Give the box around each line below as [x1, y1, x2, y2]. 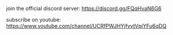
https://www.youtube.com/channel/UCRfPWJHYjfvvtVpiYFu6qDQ [6, 23, 167, 29]
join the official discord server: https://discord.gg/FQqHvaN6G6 [6, 5, 162, 12]
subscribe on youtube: [6, 16, 61, 23]
